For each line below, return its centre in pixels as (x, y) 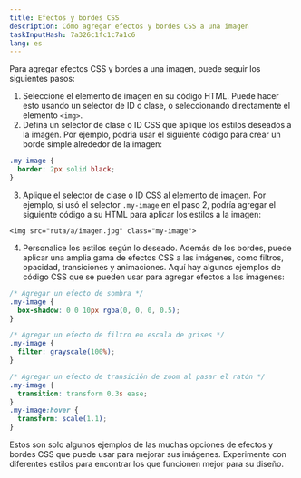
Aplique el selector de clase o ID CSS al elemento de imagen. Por (144, 195)
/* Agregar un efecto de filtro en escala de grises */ (117, 335)
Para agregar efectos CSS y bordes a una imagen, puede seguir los (135, 69)
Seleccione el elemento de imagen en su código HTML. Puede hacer (150, 96)
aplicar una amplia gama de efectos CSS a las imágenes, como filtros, (153, 257)
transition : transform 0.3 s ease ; (83, 394)
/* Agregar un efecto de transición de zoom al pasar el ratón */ (137, 376)
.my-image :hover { (44, 410)
